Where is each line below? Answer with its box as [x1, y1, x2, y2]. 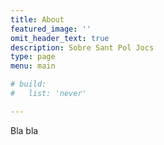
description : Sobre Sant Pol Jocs [10, 42, 155, 53]
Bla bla [10, 124, 39, 136]
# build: [10, 79, 47, 90]
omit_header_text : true [10, 33, 110, 43]
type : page [10, 52, 56, 62]
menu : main [10, 61, 56, 71]
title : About [10, 14, 65, 25]
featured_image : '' [10, 24, 92, 34]
